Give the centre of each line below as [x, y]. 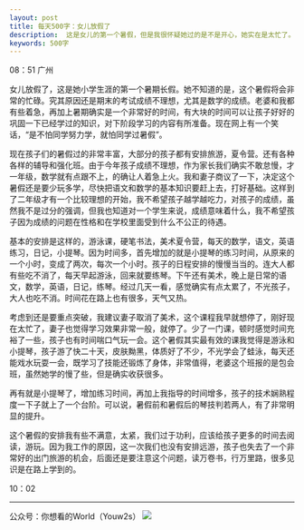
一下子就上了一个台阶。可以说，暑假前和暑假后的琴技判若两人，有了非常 [152, 405]
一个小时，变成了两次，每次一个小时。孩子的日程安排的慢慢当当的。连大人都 [152, 264]
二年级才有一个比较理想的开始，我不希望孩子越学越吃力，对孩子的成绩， [152, 200]
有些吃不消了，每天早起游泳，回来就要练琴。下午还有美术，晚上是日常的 [144, 275]
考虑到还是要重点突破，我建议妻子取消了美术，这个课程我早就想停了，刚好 [148, 318]
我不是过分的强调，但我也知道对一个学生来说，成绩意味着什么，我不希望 [152, 211]
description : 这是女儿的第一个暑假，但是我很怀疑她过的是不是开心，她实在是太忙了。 [152, 34]
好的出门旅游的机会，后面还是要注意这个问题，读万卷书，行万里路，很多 [152, 458]
